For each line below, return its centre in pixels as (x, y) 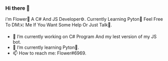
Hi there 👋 (18, 8)
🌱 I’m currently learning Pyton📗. (46, 47)
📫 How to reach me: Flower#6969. (49, 53)
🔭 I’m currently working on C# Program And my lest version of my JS (85, 37)
